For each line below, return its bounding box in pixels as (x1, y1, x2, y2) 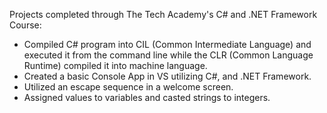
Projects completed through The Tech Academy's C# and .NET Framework (9, 9, 318, 20)
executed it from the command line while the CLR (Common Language (23, 49, 314, 61)
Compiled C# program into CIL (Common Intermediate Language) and (23, 39, 312, 50)
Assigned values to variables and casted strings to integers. (23, 92, 271, 103)
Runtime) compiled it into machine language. (23, 60, 208, 71)
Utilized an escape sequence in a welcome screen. (23, 81, 234, 93)
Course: (9, 19, 42, 31)
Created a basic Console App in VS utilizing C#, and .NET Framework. (23, 70, 312, 82)
